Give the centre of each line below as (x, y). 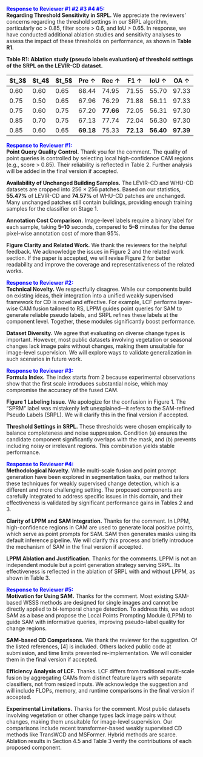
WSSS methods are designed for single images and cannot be (101, 603)
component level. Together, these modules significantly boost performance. (101, 321)
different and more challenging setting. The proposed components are (94, 490)
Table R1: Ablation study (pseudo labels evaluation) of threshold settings (100, 59)
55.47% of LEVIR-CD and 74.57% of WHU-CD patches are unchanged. (96, 196)
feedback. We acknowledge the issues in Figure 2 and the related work (95, 252)
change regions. (27, 628)
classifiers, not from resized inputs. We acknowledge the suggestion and (97, 684)
